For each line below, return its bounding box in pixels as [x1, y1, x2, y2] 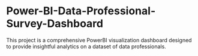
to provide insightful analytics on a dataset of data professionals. [6, 43, 166, 50]
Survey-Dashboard [6, 17, 104, 30]
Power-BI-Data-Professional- [6, 4, 156, 18]
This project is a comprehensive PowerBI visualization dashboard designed [6, 36, 192, 43]
